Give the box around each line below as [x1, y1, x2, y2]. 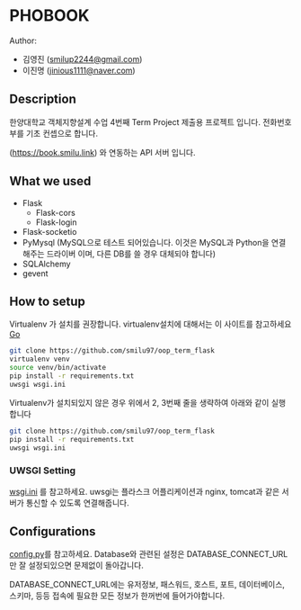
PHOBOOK [9, 5, 90, 26]
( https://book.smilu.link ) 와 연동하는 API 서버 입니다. [9, 147, 196, 157]
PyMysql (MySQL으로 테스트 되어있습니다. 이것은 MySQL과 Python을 [22, 237, 270, 247]
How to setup [9, 293, 85, 309]
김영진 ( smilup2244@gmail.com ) [22, 53, 143, 64]
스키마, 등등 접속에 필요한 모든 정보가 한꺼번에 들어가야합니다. [9, 590, 226, 601]
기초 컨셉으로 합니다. [25, 128, 99, 139]
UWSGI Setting [9, 464, 76, 477]
